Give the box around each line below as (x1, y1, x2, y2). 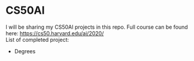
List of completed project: (5, 36, 69, 43)
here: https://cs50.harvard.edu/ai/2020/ (5, 29, 104, 36)
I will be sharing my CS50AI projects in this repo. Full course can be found (5, 23, 188, 30)
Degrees (14, 47, 36, 54)
